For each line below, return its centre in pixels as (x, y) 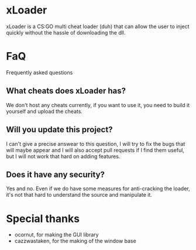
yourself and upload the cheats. (44, 111)
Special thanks (43, 219)
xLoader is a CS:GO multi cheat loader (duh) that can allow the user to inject (98, 26)
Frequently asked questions (39, 72)
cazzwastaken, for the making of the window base (75, 241)
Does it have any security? (56, 174)
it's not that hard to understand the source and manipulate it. (79, 195)
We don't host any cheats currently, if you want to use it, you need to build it (98, 105)
